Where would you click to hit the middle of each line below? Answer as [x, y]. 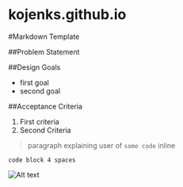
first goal [34, 82]
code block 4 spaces [42, 160]
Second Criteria [45, 130]
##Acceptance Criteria [46, 106]
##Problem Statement [44, 52]
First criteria [39, 121]
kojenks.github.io [67, 15]
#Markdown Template [44, 36]
